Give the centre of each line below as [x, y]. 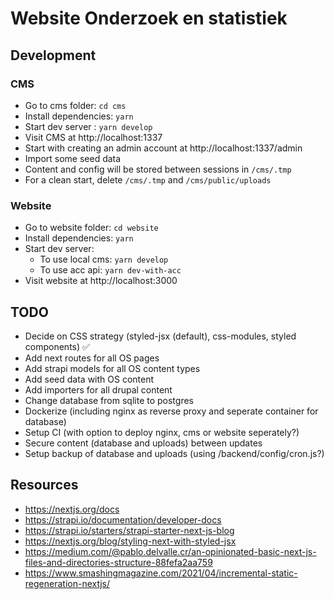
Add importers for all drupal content [98, 389]
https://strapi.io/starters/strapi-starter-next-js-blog [129, 530]
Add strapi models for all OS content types [112, 368]
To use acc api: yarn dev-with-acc [110, 270]
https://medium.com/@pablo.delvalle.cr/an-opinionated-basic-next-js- [170, 551]
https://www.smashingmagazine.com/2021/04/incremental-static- [161, 573]
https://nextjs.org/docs [72, 509]
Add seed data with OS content [89, 379]
